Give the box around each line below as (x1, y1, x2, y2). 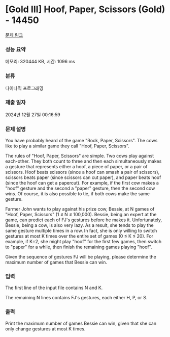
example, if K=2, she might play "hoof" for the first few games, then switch (5, 239, 161, 245)
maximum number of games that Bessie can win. (5, 259, 108, 266)
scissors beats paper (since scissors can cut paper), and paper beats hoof (5, 174, 161, 180)
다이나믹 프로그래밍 (5, 85, 44, 91)
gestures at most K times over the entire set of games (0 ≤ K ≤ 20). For (5, 233, 154, 239)
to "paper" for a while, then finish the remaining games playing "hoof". (5, 244, 152, 250)
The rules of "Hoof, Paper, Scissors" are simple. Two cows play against (5, 153, 154, 159)
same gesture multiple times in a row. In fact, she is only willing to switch (5, 228, 157, 234)
